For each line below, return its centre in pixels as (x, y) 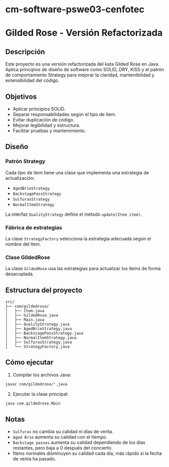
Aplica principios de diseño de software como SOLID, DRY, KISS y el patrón (85, 70)
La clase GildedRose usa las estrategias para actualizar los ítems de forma (83, 269)
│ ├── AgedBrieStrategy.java (39, 329)
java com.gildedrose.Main (33, 403)
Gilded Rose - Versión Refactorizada (84, 33)
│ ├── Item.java (25, 311)
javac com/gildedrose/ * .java (36, 384)
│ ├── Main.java (25, 320)
